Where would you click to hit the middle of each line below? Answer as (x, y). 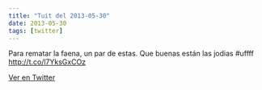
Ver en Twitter (32, 78)
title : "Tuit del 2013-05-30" (59, 16)
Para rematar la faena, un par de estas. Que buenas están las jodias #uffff (131, 54)
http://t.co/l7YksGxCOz (47, 62)
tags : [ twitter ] (36, 31)
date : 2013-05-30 (38, 23)
